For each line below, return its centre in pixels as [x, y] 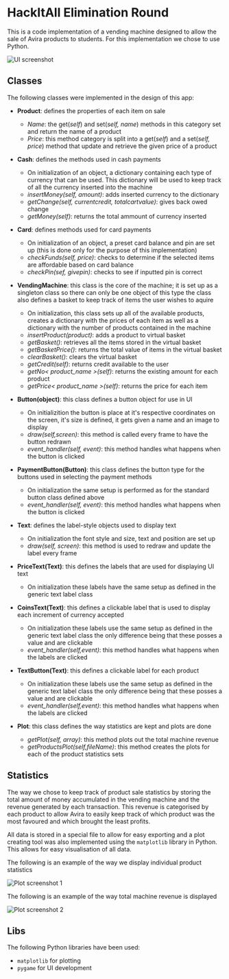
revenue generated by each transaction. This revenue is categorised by [108, 806]
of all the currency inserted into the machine [90, 187]
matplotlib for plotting [49, 960]
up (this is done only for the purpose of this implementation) [112, 250]
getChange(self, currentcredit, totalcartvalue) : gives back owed [117, 202]
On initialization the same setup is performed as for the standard [118, 490]
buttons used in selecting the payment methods [84, 476]
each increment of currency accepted [71, 614]
